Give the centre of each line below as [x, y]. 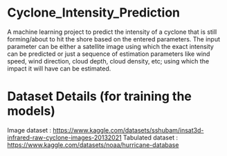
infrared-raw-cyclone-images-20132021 [65, 137]
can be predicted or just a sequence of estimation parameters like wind [109, 54]
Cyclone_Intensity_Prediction [93, 13]
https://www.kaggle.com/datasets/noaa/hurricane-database [93, 145]
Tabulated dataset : [151, 137]
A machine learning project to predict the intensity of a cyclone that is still [112, 32]
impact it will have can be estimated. [59, 68]
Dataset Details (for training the [100, 96]
